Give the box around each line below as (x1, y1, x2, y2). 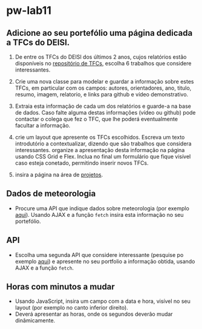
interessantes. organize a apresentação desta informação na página (15, 147, 185, 153)
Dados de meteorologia (6, 188, 96, 199)
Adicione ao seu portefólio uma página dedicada (6, 28, 193, 38)
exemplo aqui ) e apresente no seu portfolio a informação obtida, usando (15, 258, 195, 265)
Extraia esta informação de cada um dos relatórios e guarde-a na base (15, 102, 192, 110)
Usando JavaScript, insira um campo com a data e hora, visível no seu (15, 297, 191, 305)
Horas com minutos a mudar (6, 282, 115, 292)
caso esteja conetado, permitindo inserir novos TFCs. (15, 159, 149, 167)
